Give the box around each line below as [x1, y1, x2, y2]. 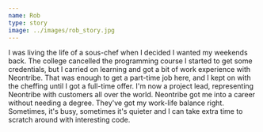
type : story [8, 19, 48, 27]
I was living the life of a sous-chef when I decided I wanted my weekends [8, 48, 248, 58]
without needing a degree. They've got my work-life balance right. [8, 98, 224, 107]
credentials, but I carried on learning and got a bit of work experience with [8, 65, 251, 74]
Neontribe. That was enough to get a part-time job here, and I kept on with [8, 73, 251, 83]
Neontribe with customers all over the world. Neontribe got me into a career [8, 90, 256, 100]
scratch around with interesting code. [8, 115, 131, 125]
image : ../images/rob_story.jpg [8, 26, 115, 34]
